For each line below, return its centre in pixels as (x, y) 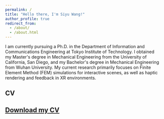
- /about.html (24, 32)
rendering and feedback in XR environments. (51, 78)
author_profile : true (27, 19)
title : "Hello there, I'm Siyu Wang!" (45, 14)
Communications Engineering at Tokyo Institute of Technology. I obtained (80, 52)
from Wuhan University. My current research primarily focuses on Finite (78, 67)
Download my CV (32, 110)
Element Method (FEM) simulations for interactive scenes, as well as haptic (82, 73)
